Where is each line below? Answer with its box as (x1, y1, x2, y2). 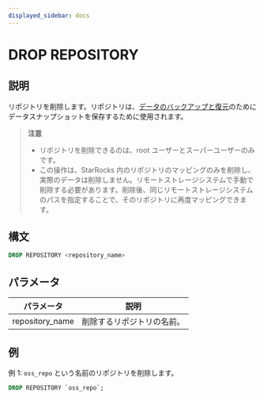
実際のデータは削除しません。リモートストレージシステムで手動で (39, 175, 255, 185)
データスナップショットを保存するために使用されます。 (8, 112, 188, 121)
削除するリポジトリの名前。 (81, 316, 186, 327)
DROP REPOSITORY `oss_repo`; (8, 383, 104, 392)
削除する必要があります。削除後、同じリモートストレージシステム (39, 185, 254, 194)
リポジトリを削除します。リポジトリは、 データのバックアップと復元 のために (8, 101, 257, 111)
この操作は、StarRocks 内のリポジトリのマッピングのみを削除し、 (39, 165, 255, 174)
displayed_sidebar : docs (8, 11, 90, 20)
